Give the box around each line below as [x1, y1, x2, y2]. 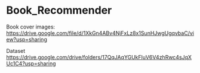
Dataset [6, 47, 26, 54]
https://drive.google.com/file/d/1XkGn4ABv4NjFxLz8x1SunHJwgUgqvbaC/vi [6, 29, 194, 36]
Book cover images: [6, 23, 56, 30]
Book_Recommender [6, 4, 112, 17]
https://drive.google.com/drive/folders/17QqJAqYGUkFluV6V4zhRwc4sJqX [6, 53, 192, 61]
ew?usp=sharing [6, 36, 48, 43]
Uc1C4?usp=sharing [6, 60, 56, 67]
